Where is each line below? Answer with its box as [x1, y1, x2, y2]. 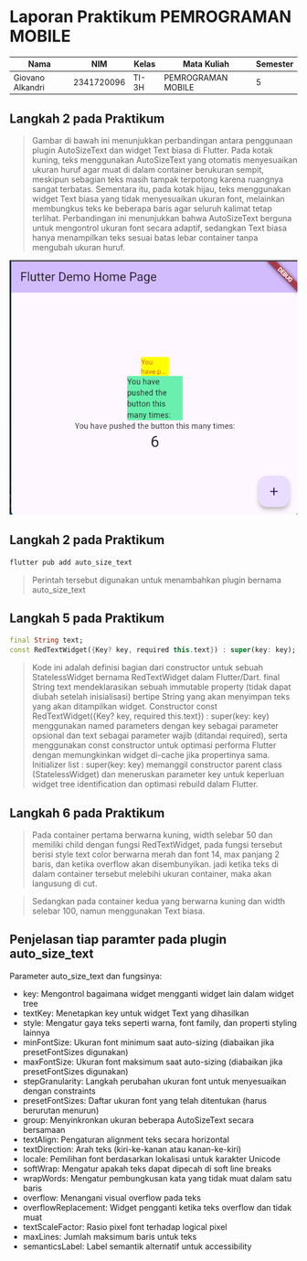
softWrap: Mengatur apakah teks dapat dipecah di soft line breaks [22, 1163, 272, 1174]
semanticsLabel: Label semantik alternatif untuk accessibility [22, 1241, 252, 1252]
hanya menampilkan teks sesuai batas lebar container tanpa [31, 232, 259, 243]
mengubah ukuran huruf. [31, 242, 126, 252]
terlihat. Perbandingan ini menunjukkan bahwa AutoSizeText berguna [31, 213, 292, 223]
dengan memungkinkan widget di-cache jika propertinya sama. [31, 750, 270, 761]
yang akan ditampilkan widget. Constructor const [31, 701, 217, 712]
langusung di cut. [31, 878, 98, 889]
